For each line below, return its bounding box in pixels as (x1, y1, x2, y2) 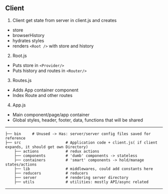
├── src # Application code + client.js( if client (5, 140, 157, 145)
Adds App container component (12, 87, 78, 93)
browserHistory (12, 32, 45, 38)
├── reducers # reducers (14, 170, 88, 175)
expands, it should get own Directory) (5, 144, 88, 149)
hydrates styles (12, 37, 44, 43)
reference (5, 135, 26, 140)
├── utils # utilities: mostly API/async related (14, 179, 149, 184)
